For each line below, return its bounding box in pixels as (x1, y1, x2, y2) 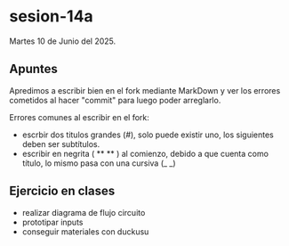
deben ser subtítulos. (21, 138, 100, 149)
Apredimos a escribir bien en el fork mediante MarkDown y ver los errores (9, 85, 281, 95)
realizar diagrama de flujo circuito (21, 207, 146, 217)
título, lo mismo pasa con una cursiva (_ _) (21, 158, 176, 168)
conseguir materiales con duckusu (21, 225, 149, 237)
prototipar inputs (21, 217, 84, 227)
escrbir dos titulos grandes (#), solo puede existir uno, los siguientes (21, 129, 274, 140)
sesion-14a (9, 6, 93, 27)
